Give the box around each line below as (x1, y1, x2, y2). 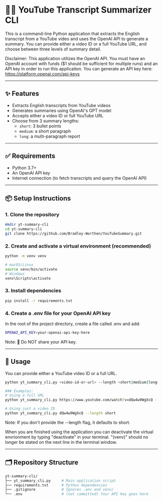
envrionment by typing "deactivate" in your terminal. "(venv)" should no (5, 434, 149, 440)
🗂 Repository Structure (5, 458, 79, 467)
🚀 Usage (5, 358, 31, 366)
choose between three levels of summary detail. (5, 46, 101, 52)
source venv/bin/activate (5, 266, 57, 272)
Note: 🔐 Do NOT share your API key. (5, 339, 77, 344)
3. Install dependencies (5, 287, 62, 294)
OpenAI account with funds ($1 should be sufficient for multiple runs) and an (5, 61, 158, 66)
